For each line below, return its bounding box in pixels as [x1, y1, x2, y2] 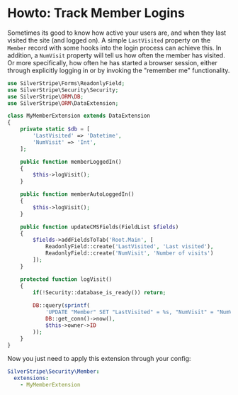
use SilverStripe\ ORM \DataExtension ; [7, 99, 119, 107]
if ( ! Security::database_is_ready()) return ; [33, 289, 166, 296]
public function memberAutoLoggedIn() [20, 191, 135, 198]
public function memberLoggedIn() [20, 158, 122, 165]
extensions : [13, 374, 50, 382]
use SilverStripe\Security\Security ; [7, 87, 119, 94]
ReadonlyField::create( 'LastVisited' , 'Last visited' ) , [45, 243, 214, 250]
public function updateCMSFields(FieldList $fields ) [20, 223, 179, 230]
